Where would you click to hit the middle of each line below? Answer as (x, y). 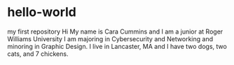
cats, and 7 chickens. (38, 54)
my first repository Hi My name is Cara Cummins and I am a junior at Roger (115, 31)
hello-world (42, 12)
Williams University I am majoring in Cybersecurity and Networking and (110, 38)
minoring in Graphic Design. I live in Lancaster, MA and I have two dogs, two (117, 46)
